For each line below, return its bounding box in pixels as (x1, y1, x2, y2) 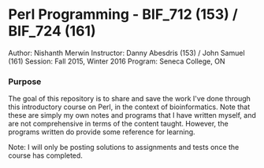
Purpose (8, 76, 42, 87)
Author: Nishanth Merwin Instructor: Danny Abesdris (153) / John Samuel (8, 48, 246, 57)
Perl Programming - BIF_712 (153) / (8, 5, 238, 24)
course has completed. (8, 151, 83, 160)
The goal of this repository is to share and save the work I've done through (8, 94, 251, 104)
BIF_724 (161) (8, 22, 96, 40)
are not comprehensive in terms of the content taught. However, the (8, 119, 229, 129)
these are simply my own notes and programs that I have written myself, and (8, 111, 256, 120)
